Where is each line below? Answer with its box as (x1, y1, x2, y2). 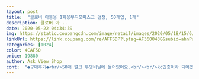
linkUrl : (6, 36, 28, 42)
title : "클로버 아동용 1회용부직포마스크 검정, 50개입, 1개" (6, 14, 139, 20)
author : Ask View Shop (6, 58, 62, 64)
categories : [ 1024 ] (6, 42, 54, 48)
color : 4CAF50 (6, 48, 41, 53)
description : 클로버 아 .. (6, 20, 68, 26)
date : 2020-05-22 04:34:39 (6, 25, 73, 31)
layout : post (6, 8, 38, 15)
